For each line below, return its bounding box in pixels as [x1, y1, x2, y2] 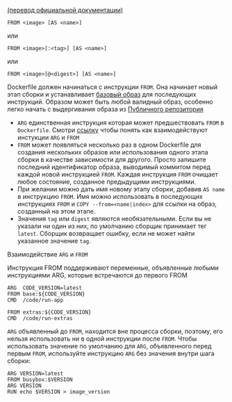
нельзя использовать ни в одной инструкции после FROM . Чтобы [7, 335, 197, 343]
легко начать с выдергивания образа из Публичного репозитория [7, 105, 204, 113]
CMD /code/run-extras [7, 315, 73, 322]
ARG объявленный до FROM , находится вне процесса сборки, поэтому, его [7, 327, 224, 335]
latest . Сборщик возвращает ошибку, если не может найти [17, 230, 195, 237]
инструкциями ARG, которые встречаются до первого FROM [7, 271, 188, 279]
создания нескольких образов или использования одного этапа [17, 148, 208, 156]
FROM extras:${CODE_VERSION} [7, 309, 92, 316]
